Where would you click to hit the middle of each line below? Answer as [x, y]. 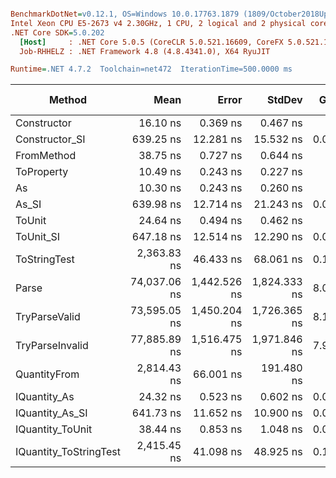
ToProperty [42, 172]
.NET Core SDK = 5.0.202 [57, 32]
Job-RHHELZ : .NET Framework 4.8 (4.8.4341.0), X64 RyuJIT [145, 51]
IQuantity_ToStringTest [68, 452]
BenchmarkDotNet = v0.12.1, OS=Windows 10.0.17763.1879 [125, 14]
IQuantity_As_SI [51, 413]
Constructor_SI [50, 139]
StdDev [284, 100]
